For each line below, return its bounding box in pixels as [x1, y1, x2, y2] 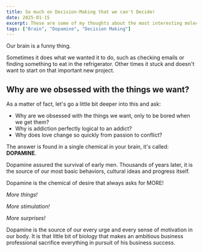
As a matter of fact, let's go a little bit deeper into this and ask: [6, 100, 161, 108]
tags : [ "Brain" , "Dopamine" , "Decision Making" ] [6, 25, 131, 32]
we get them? [14, 118, 50, 126]
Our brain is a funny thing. [6, 42, 71, 50]
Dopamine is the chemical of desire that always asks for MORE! [6, 179, 164, 187]
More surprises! [6, 215, 46, 222]
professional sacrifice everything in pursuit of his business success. [6, 239, 176, 247]
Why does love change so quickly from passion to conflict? [14, 131, 163, 139]
